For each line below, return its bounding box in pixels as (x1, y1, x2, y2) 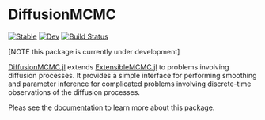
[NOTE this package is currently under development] (8, 47, 180, 56)
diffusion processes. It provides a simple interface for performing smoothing (8, 70, 257, 80)
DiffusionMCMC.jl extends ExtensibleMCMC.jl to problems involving (8, 62, 229, 72)
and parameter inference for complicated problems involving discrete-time (8, 79, 252, 88)
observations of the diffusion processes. (8, 87, 141, 96)
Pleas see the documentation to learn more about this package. (8, 103, 215, 112)
